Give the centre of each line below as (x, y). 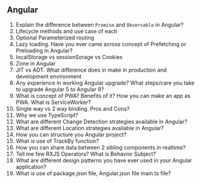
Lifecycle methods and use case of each (66, 31)
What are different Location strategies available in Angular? (90, 128)
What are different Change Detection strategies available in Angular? (101, 122)
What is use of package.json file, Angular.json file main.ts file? (93, 173)
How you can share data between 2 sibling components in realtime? (101, 147)
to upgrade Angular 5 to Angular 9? (60, 89)
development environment (49, 76)
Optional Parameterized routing (55, 37)
